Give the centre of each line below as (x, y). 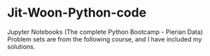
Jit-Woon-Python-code (77, 13)
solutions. (21, 46)
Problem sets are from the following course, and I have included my (105, 39)
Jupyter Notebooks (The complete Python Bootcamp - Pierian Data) (105, 32)
